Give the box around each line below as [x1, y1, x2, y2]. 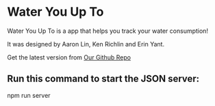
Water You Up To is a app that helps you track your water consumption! [7, 27, 209, 35]
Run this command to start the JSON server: [7, 73, 200, 85]
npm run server [7, 91, 51, 99]
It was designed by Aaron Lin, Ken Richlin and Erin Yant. [7, 40, 165, 48]
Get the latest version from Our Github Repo [7, 53, 131, 62]
